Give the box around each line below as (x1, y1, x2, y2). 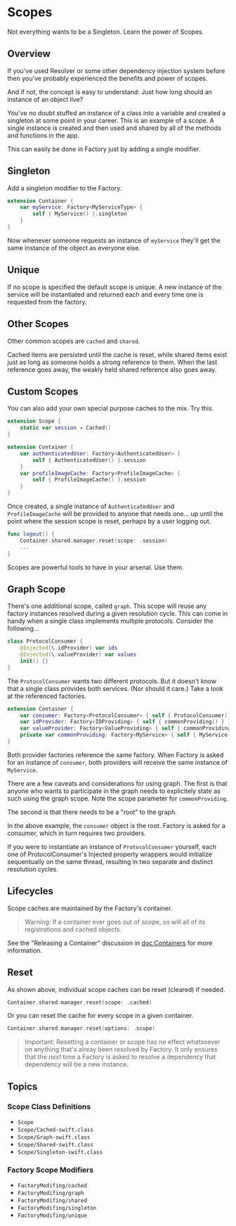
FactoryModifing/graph (17, 1189, 84, 1197)
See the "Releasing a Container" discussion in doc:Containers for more (7, 938, 213, 947)
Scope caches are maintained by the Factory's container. (7, 904, 173, 912)
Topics (7, 1080, 38, 1092)
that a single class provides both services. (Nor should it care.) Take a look (7, 684, 223, 692)
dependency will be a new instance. (24, 1060, 129, 1069)
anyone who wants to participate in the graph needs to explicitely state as (7, 787, 221, 795)
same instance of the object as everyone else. (7, 243, 140, 252)
